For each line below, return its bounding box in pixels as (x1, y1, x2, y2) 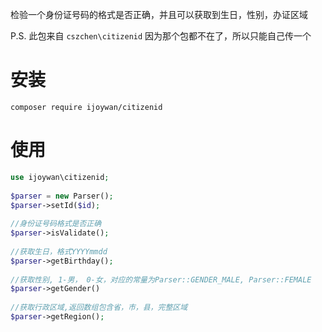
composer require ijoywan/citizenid (10, 102, 163, 112)
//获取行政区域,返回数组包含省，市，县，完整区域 (10, 303, 188, 313)
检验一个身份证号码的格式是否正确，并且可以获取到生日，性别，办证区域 (10, 9, 308, 20)
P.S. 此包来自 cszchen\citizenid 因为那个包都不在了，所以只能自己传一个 (10, 30, 312, 42)
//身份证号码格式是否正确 (10, 219, 102, 229)
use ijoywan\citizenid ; (10, 172, 110, 182)
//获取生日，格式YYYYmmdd (10, 246, 108, 257)
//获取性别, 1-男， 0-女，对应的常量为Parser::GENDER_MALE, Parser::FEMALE (10, 274, 312, 285)
